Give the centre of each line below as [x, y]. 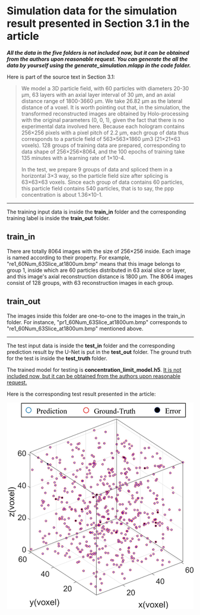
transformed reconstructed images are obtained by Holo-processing [105, 114]
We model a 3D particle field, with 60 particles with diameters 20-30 [105, 88]
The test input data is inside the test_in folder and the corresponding [91, 346]
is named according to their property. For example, [69, 258]
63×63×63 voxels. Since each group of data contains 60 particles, [103, 182]
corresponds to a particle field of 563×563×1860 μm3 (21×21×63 [101, 139]
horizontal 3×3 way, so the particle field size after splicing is [95, 175]
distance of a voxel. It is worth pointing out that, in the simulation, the [106, 107]
